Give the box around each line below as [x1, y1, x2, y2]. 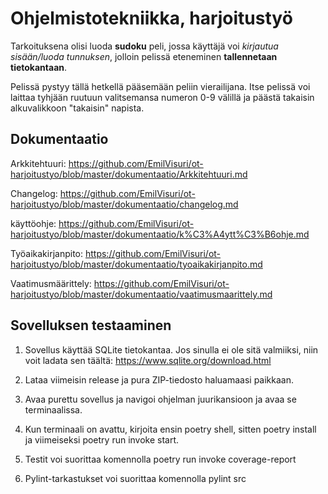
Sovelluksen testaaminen [10, 317, 172, 334]
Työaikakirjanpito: [10, 247, 84, 259]
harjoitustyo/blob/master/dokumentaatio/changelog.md [10, 198, 239, 210]
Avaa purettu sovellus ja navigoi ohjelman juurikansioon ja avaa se [24, 393, 297, 405]
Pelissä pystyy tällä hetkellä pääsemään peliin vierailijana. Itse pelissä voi [10, 80, 311, 92]
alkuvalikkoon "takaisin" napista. [10, 102, 145, 114]
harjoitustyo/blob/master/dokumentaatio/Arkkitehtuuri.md [10, 168, 248, 180]
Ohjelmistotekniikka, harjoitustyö [10, 7, 293, 30]
